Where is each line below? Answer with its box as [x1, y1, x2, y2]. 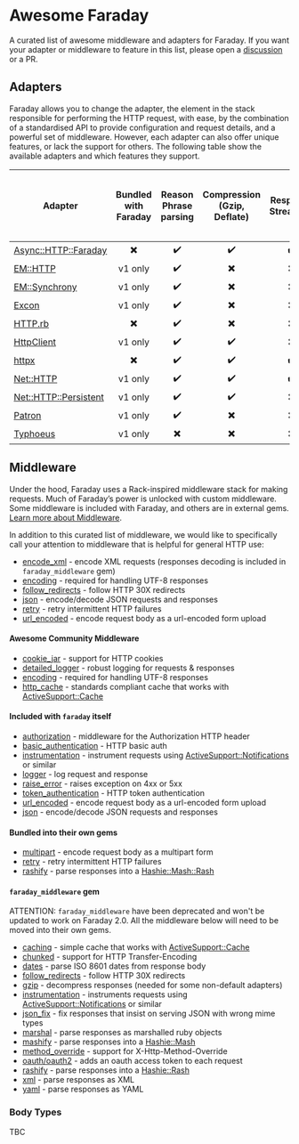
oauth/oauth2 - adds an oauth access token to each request [21, 1056, 243, 1067]
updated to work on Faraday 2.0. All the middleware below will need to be [9, 915, 279, 926]
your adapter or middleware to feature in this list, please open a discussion [9, 44, 283, 54]
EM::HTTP [13, 263, 56, 275]
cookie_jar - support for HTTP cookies [21, 653, 164, 663]
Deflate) [214, 210, 249, 223]
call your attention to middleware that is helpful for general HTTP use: [9, 539, 264, 549]
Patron [13, 410, 42, 422]
